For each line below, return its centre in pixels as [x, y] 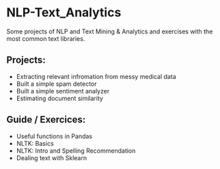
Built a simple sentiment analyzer [63, 91]
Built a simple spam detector [56, 84]
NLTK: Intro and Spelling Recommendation [76, 151]
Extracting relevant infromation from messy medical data [96, 76]
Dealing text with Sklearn [51, 157]
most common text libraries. [46, 38]
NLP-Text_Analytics [64, 13]
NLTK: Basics [35, 143]
